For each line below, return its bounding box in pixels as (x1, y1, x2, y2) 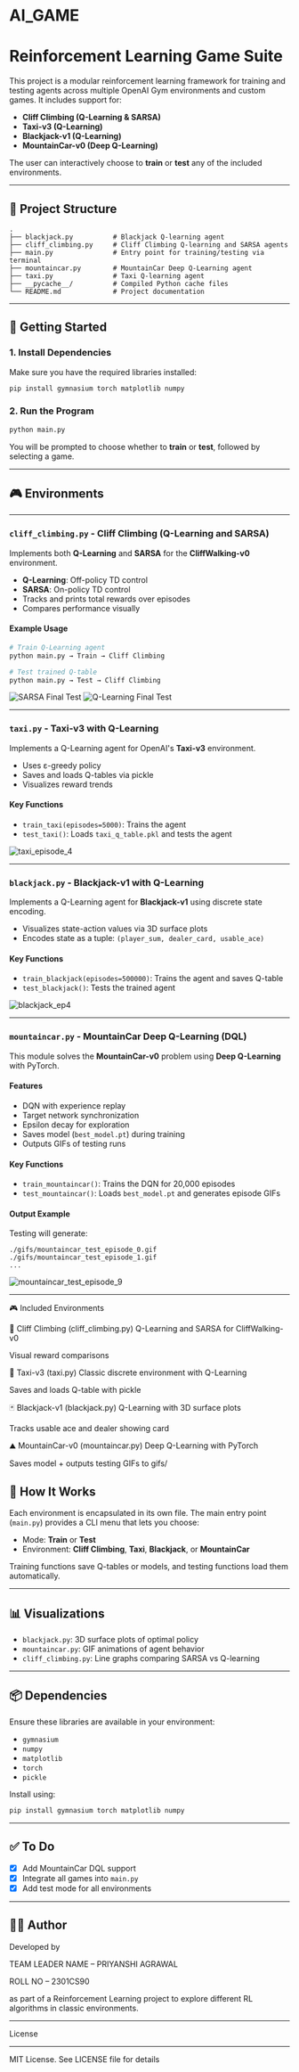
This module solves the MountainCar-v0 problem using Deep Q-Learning (9, 1051, 282, 1061)
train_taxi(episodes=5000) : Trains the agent (21, 819, 187, 830)
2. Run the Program (9, 405, 95, 417)
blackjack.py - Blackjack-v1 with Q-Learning (9, 876, 205, 889)
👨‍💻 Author (9, 1918, 68, 1933)
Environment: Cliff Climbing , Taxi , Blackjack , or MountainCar (21, 1544, 251, 1555)
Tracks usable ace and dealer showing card (9, 1423, 170, 1434)
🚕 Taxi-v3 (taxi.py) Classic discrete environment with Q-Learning (9, 1367, 247, 1378)
